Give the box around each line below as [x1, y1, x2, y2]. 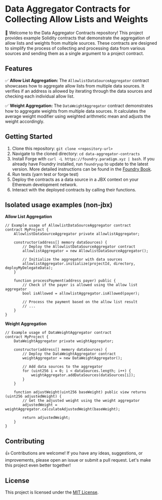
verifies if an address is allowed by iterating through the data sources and [5, 88, 152, 94]
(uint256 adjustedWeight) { [5, 394, 62, 399]
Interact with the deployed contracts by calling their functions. [12, 187, 137, 192]
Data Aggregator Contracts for [5, 3, 130, 15]
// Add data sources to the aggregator [22, 364, 103, 369]
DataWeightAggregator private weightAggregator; [14, 339, 114, 344]
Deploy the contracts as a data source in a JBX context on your [12, 176, 139, 182]
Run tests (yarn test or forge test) [12, 171, 79, 177]
